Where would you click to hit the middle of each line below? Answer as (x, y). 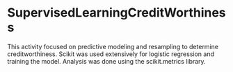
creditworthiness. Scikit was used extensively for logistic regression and (111, 54)
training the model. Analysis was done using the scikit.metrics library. (107, 61)
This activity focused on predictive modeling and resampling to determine (113, 46)
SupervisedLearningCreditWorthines (116, 13)
